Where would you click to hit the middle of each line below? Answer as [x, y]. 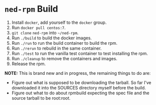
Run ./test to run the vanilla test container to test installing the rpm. [80, 53]
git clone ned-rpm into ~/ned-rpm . [45, 33]
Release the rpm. [29, 64]
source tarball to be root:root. [41, 98]
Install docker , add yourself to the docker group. [59, 22]
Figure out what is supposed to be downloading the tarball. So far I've [81, 82]
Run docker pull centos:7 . [39, 27]
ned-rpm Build [31, 9]
